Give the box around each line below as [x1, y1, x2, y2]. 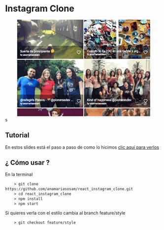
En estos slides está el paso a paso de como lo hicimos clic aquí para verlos [5, 144, 159, 150]
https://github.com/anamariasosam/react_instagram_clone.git [5, 187, 133, 192]
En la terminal [5, 171, 33, 178]
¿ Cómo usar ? [5, 158, 50, 167]
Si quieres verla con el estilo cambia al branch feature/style [5, 210, 126, 216]
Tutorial [5, 131, 30, 140]
